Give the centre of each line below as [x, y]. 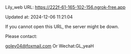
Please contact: [21, 36]
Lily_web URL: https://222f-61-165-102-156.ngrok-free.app [65, 7]
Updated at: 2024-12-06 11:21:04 [39, 17]
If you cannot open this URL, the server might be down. [62, 26]
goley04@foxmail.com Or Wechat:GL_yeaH [49, 46]
